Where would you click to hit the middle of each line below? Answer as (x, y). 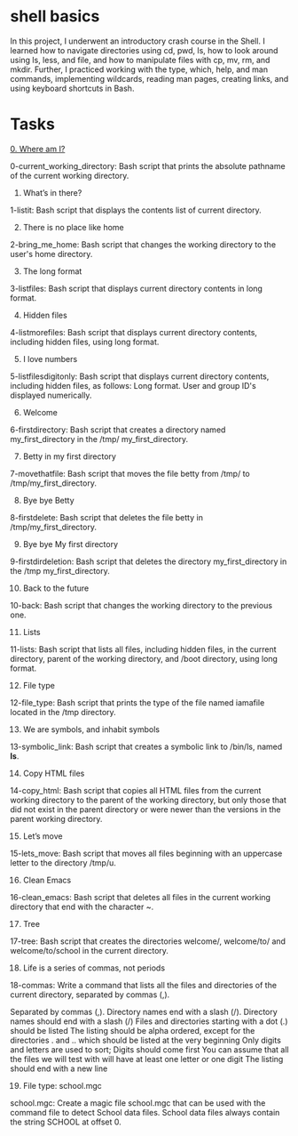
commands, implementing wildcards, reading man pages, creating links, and (149, 78)
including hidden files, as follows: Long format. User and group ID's (133, 385)
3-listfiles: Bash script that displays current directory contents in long (136, 288)
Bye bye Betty (48, 500)
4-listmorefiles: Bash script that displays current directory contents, (134, 332)
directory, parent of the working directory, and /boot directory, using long (144, 658)
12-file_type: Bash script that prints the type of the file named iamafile (137, 702)
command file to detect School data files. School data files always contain (145, 1112)
